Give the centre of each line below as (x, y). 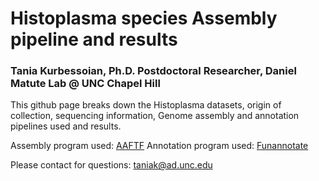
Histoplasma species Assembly (144, 18)
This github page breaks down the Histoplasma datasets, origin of (146, 105)
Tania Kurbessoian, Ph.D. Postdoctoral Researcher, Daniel (153, 71)
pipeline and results (94, 39)
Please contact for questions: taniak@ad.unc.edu (111, 165)
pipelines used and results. (66, 126)
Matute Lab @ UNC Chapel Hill (85, 84)
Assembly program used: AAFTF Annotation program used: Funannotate (159, 146)
